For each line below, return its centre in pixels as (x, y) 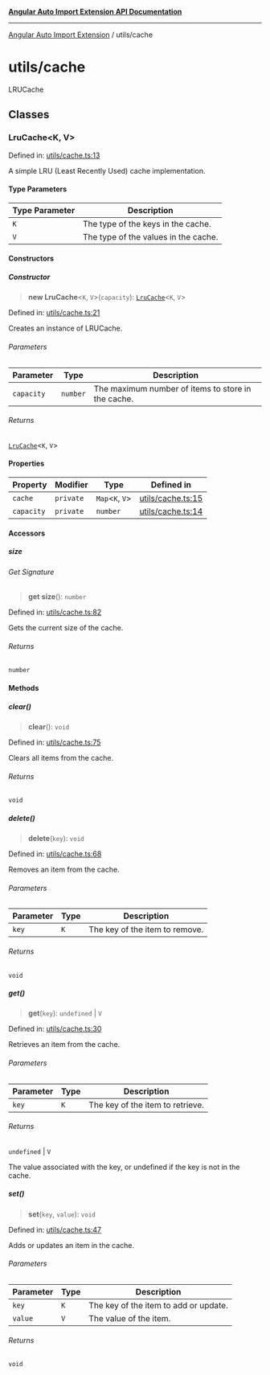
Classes (29, 115)
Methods (24, 687)
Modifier (72, 484)
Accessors (27, 533)
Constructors (31, 259)
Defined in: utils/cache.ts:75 (55, 742)
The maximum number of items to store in (172, 388)
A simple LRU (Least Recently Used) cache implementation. (107, 170)
